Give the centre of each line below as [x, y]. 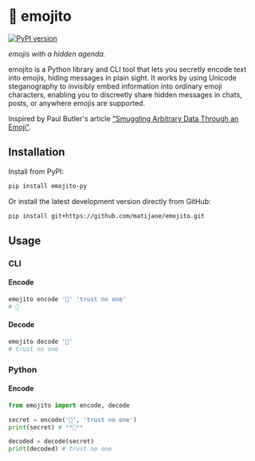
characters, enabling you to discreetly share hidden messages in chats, [126, 94]
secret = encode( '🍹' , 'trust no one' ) [73, 420]
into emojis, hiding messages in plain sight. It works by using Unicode [122, 77]
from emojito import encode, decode [69, 405]
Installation [37, 152]
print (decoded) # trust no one [60, 449]
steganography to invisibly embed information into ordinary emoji [115, 86]
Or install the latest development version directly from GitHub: [110, 201]
